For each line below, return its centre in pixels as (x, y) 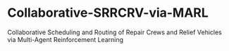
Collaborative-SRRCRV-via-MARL (108, 13)
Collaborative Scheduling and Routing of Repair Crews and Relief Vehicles (114, 32)
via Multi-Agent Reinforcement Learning (66, 39)
